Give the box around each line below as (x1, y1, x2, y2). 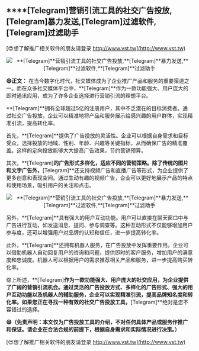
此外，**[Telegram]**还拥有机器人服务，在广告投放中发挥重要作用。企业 (6, 241, 184, 249)
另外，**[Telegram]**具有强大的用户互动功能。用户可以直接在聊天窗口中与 (6, 214, 188, 221)
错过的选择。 (11, 305, 43, 313)
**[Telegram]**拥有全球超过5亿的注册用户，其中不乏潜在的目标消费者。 (6, 104, 183, 111)
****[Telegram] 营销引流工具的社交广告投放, (6, 5, 173, 16)
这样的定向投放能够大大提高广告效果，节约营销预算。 (16, 147, 146, 154)
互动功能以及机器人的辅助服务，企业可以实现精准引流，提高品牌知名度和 (11, 291, 188, 298)
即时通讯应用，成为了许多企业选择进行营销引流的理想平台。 (6, 92, 152, 99)
